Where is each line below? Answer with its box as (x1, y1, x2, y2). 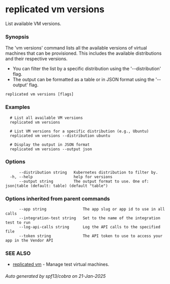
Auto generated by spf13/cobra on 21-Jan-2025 (5, 273, 106, 279)
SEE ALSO (5, 250, 31, 257)
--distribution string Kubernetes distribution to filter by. (18, 170, 158, 175)
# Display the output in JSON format (10, 142, 90, 147)
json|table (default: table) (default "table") (5, 183, 108, 188)
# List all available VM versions (10, 115, 83, 121)
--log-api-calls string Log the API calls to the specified (18, 225, 160, 230)
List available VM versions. (5, 20, 62, 27)
